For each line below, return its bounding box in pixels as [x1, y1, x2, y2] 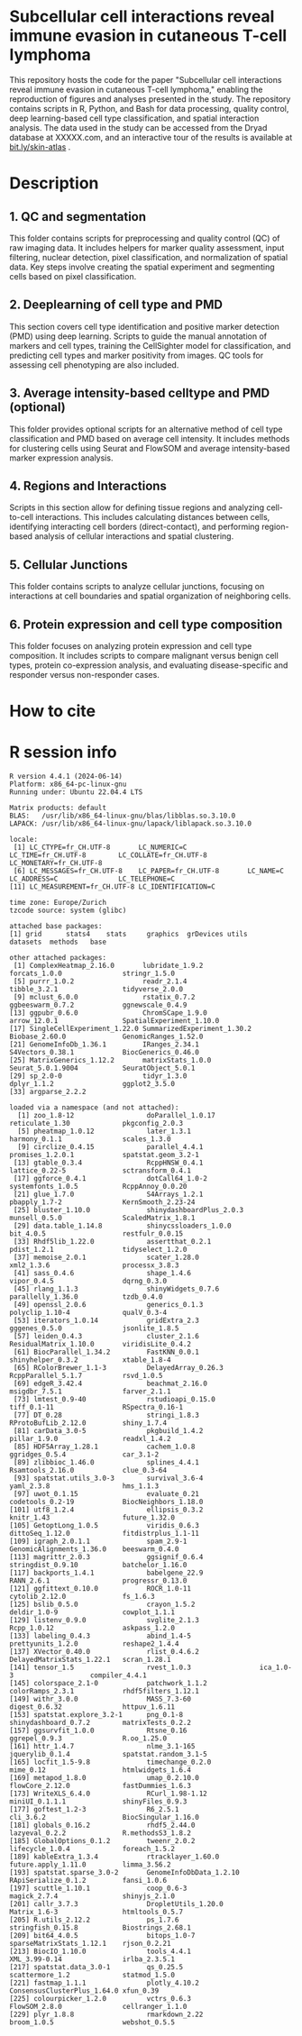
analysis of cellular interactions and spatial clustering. [34, 531, 234, 542]
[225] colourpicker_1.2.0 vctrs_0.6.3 [9, 1995, 192, 2004]
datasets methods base [9, 937, 106, 947]
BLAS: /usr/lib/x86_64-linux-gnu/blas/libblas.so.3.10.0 [9, 811, 236, 821]
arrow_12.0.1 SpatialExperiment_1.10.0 [9, 1017, 220, 1026]
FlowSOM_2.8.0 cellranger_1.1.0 [9, 2003, 188, 2012]
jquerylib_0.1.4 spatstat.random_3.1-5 [9, 1750, 207, 1759]
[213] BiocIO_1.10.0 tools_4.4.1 [9, 1947, 192, 1957]
